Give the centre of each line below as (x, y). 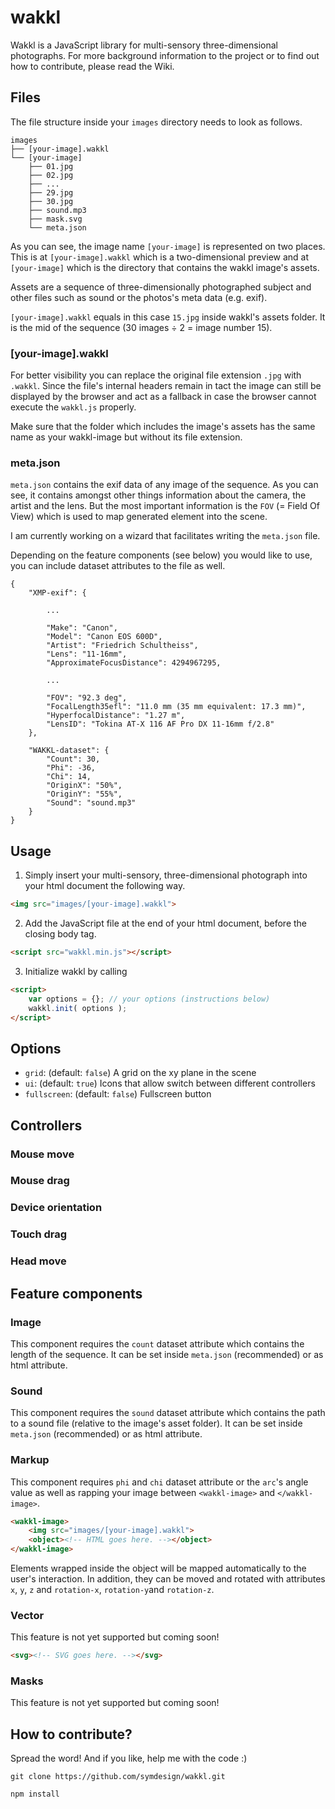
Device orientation (56, 1208)
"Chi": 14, (69, 777)
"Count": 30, (73, 759)
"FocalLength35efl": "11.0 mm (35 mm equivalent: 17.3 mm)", (176, 707)
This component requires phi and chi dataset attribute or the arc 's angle (159, 1482)
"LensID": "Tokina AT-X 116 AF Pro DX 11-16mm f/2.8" (160, 724)
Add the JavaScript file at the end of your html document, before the (166, 923)
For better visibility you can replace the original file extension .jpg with (156, 375)
